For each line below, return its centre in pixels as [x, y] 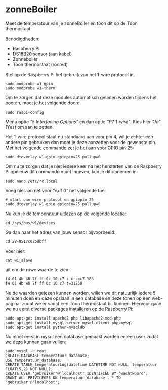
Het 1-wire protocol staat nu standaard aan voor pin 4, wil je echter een [79, 137]
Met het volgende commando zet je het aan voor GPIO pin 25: [70, 148]
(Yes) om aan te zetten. [30, 127]
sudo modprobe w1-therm [30, 88]
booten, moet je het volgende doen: [43, 103]
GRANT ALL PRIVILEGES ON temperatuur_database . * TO [63, 378]
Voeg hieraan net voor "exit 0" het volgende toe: [56, 190]
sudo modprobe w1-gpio [29, 84]
